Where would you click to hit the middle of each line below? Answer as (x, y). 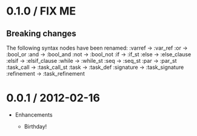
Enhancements (34, 115)
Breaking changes (42, 34)
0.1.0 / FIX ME (41, 11)
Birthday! (35, 126)
